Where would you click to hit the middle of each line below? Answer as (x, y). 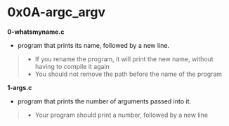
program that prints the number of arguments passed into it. (104, 101)
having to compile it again (72, 66)
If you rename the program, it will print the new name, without (124, 59)
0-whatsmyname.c (36, 32)
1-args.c (20, 87)
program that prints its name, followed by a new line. (93, 45)
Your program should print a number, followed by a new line (122, 115)
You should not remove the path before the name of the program (129, 74)
